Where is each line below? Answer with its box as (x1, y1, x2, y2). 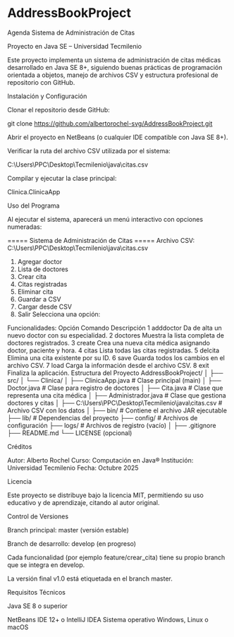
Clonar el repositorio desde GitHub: (7, 105, 111, 114)
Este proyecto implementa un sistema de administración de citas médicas (7, 55, 221, 64)
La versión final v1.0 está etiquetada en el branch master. (7, 574, 173, 583)
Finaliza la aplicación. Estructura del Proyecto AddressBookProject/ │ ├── (7, 369, 223, 377)
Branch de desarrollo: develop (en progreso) (7, 539, 136, 548)
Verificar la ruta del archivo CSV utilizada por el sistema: (7, 146, 171, 155)
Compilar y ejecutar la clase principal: (7, 174, 117, 182)
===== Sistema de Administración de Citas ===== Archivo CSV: (7, 236, 195, 244)
